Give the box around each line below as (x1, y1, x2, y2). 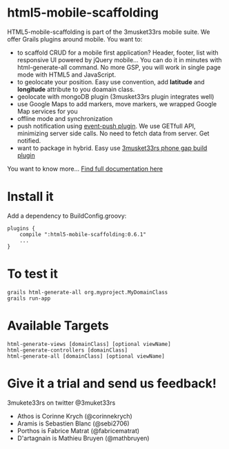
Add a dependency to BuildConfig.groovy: (7, 211, 127, 220)
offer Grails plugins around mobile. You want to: (7, 35, 143, 43)
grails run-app (7, 295, 51, 302)
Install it (7, 189, 54, 204)
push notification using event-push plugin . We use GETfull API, (17, 122, 196, 130)
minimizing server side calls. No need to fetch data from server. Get (17, 129, 210, 137)
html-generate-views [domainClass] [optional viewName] (7, 341, 171, 347)
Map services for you (17, 107, 78, 115)
